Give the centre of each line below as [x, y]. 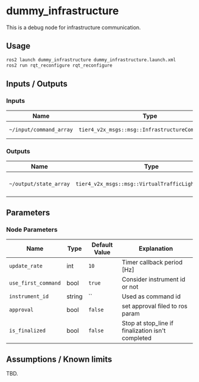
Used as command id [151, 296]
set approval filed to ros [155, 306]
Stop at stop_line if [147, 323]
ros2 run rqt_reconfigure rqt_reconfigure [59, 65]
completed [137, 338]
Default [102, 245]
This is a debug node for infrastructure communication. [73, 27]
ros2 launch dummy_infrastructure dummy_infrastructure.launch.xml [91, 60]
